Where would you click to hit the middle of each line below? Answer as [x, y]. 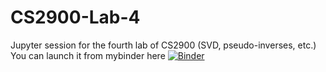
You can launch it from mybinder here [88, 55]
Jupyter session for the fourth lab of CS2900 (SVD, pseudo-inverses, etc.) [163, 45]
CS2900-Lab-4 [75, 17]
